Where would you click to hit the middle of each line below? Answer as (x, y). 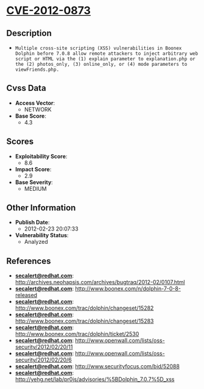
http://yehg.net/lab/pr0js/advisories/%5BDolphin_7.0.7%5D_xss (95, 379)
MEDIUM (35, 188)
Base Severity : (34, 182)
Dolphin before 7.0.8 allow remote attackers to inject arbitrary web (107, 54)
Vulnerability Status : (42, 235)
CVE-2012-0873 (49, 11)
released (26, 295)
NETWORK (38, 109)
